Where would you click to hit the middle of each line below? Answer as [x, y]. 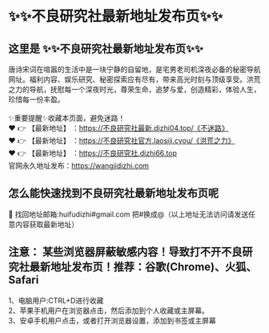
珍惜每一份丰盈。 [36, 99]
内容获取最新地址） [46, 224]
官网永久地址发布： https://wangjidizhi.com [79, 166]
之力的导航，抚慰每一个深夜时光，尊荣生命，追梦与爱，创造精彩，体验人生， [134, 89]
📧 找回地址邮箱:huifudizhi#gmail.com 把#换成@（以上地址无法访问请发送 [128, 214]
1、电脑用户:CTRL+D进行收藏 [56, 300]
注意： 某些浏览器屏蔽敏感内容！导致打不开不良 [125, 252]
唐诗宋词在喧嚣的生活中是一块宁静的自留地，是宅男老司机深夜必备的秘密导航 [134, 69]
